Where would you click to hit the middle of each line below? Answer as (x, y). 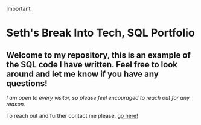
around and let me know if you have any (82, 74)
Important (18, 9)
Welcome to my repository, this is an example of (99, 55)
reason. (16, 104)
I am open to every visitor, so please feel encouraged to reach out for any (98, 98)
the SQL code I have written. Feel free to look (92, 65)
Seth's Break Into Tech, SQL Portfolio (101, 33)
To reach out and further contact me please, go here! (72, 116)
